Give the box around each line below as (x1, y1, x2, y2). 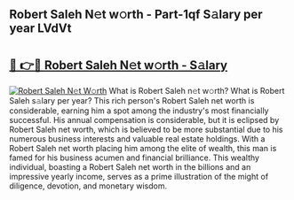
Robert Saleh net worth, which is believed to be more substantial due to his (9, 124, 283, 135)
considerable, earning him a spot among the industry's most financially (9, 105, 269, 116)
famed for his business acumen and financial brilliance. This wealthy (9, 152, 260, 163)
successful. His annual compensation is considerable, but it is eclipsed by (9, 115, 280, 125)
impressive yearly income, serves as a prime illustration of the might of (9, 172, 269, 181)
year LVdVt (9, 21, 72, 36)
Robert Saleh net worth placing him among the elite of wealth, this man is (9, 143, 277, 153)
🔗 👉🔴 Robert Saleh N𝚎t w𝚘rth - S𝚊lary (9, 58, 228, 73)
